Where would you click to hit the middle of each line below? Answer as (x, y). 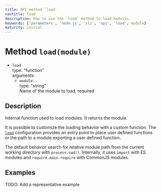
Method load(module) (48, 52)
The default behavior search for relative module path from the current (75, 147)
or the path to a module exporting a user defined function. (63, 138)
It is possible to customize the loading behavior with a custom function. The (80, 127)
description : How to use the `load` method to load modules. (68, 18)
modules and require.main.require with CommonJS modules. (67, 157)
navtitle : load (20, 14)
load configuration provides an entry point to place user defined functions (79, 132)
